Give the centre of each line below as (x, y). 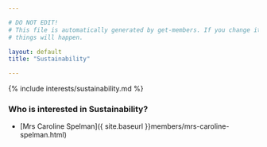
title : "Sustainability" (49, 59)
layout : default (35, 52)
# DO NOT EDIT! (33, 22)
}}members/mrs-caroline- (187, 126)
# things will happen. (46, 37)
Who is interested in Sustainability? (78, 110)
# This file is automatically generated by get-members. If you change (129, 30)
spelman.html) (43, 135)
